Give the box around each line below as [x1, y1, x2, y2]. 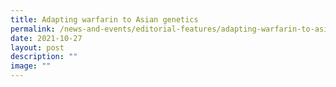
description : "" [10, 52, 78, 62]
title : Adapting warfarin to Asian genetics [10, 14, 199, 25]
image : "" [10, 61, 52, 71]
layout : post [10, 42, 65, 53]
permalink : [10, 24, 56, 34]
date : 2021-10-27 [10, 33, 83, 43]
